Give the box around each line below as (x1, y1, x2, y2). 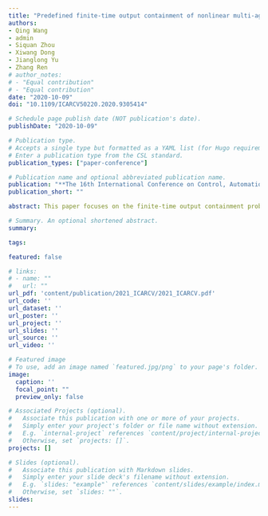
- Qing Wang (8, 26, 48, 34)
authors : (8, 19, 37, 27)
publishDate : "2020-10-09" (8, 123, 98, 131)
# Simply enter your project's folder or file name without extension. (8, 422, 259, 430)
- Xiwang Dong (8, 49, 56, 57)
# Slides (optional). (8, 459, 81, 467)
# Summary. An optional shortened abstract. (8, 217, 159, 225)
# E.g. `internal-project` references (8, 429, 145, 437)
